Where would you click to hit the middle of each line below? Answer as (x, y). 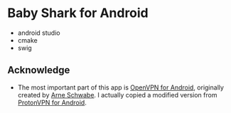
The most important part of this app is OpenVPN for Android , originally (120, 87)
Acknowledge (39, 70)
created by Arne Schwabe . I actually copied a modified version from (117, 95)
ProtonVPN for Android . (52, 102)
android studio (39, 33)
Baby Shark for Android (78, 13)
